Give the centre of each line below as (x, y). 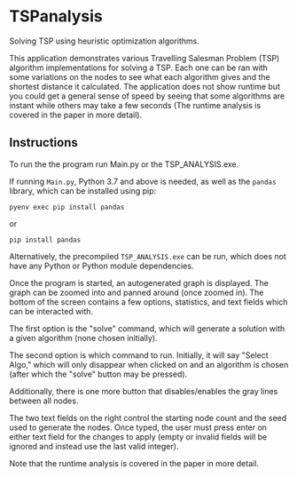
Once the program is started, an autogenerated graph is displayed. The (139, 282)
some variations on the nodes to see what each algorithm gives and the (140, 76)
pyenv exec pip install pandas (67, 207)
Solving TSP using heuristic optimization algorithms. (104, 41)
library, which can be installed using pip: (83, 191)
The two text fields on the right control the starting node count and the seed (148, 417)
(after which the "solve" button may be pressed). (98, 374)
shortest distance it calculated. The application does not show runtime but (145, 86)
